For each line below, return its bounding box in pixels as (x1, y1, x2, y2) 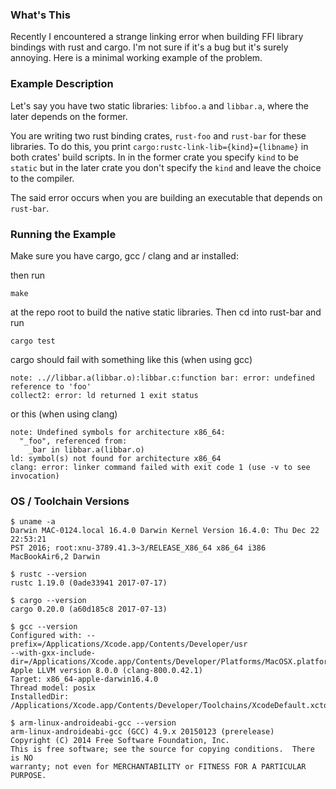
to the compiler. (10, 172, 75, 184)
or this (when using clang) (10, 408, 118, 420)
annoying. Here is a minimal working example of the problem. (10, 52, 263, 64)
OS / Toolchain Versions (10, 494, 130, 508)
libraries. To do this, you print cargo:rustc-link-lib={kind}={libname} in (10, 140, 309, 152)
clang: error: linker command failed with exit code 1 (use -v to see (10, 462, 311, 472)
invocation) (10, 471, 60, 481)
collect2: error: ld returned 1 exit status (10, 390, 199, 400)
